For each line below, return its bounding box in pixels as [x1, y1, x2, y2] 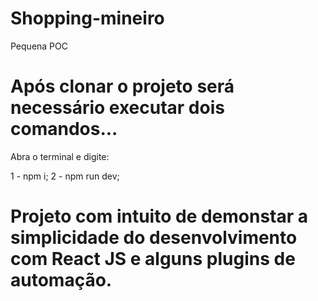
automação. [10, 269, 113, 292]
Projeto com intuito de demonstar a [10, 205, 309, 228]
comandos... [10, 118, 118, 141]
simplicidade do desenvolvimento [10, 227, 298, 249]
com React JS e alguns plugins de [10, 248, 296, 271]
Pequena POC [10, 40, 68, 52]
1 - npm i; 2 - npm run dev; [10, 170, 120, 182]
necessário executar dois [10, 97, 225, 119]
